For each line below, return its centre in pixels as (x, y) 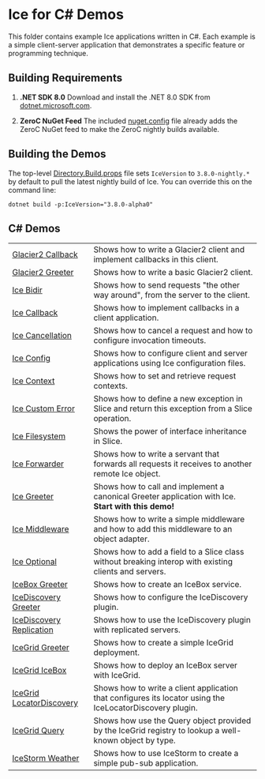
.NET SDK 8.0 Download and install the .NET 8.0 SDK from (115, 97)
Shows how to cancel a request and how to (173, 331)
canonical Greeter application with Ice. (165, 497)
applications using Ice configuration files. (170, 363)
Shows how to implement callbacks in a (166, 308)
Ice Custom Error (43, 408)
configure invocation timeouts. (150, 341)
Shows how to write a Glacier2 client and (169, 250)
